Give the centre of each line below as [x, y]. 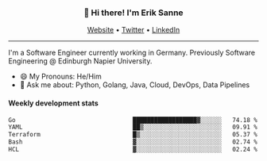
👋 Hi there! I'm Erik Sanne [133, 13]
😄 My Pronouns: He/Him [60, 77]
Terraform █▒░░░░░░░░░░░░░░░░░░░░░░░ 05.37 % [133, 135]
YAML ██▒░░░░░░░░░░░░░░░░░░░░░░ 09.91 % [133, 127]
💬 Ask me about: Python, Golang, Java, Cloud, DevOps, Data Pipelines [135, 85]
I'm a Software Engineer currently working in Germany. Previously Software [132, 53]
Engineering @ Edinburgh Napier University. [80, 61]
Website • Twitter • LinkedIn [133, 30]
